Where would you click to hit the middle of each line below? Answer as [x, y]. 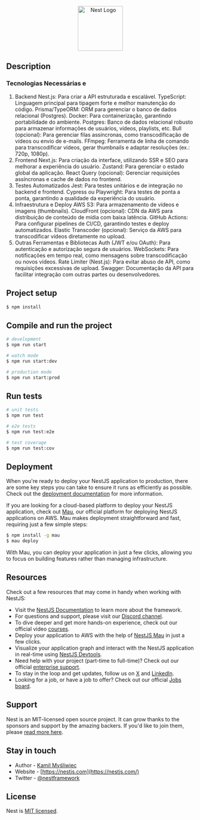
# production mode [29, 372]
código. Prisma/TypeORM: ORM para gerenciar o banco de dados [96, 109]
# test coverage [26, 442]
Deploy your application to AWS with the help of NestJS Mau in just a [100, 635]
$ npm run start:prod [33, 377]
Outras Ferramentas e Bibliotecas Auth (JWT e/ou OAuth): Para [93, 243]
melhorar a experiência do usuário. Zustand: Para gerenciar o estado [99, 166]
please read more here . [35, 732]
